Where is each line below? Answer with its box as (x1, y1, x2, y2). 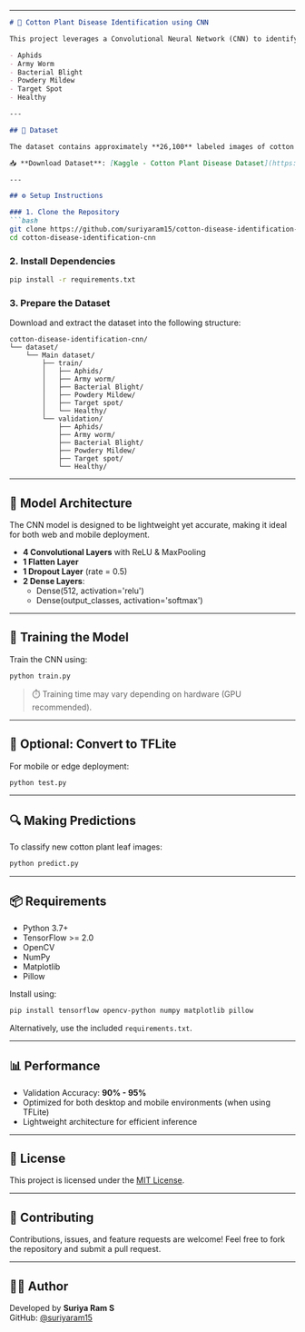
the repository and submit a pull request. (9, 1244, 162, 1255)
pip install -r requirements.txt (9, 275, 136, 284)
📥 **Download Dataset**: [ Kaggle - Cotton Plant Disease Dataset (9, 158, 265, 168)
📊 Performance (9, 1059, 101, 1074)
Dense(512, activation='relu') (35, 585, 145, 596)
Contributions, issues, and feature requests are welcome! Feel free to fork (9, 1234, 286, 1245)
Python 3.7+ (22, 922, 69, 933)
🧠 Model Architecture (9, 495, 133, 511)
